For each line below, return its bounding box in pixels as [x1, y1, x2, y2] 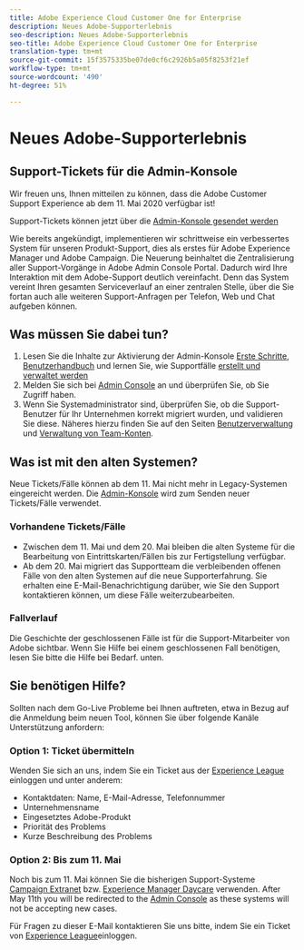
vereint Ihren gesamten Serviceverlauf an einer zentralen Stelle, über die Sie [9, 281, 295, 292]
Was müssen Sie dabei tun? [9, 327, 170, 342]
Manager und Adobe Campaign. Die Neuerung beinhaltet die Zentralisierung [9, 252, 295, 263]
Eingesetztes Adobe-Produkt [22, 811, 132, 822]
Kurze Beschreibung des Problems [22, 830, 152, 841]
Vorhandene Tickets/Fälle [9, 520, 126, 533]
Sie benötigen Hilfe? [9, 678, 127, 694]
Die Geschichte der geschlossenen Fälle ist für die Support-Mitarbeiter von [9, 632, 290, 643]
